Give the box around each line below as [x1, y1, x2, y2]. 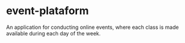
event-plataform [6, 4, 89, 18]
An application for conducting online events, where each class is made [6, 24, 179, 31]
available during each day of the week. [6, 29, 101, 37]
